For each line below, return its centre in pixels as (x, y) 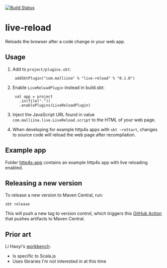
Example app (26, 150)
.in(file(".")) (35, 101)
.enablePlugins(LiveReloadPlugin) (55, 105)
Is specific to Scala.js (34, 256)
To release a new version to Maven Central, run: (54, 195)
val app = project (34, 96)
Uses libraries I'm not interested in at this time (59, 262)
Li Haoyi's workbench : (28, 247)
